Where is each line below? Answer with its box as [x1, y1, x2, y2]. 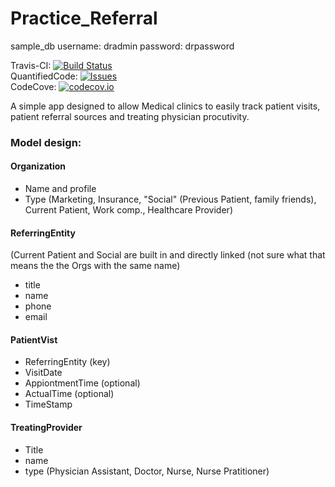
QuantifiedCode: [10, 70, 78, 82]
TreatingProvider [10, 422, 83, 434]
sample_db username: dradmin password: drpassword [10, 40, 235, 52]
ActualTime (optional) [24, 388, 115, 400]
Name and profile [24, 183, 97, 195]
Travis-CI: [10, 59, 52, 71]
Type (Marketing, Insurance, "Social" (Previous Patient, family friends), [24, 193, 317, 206]
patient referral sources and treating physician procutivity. [10, 110, 250, 122]
